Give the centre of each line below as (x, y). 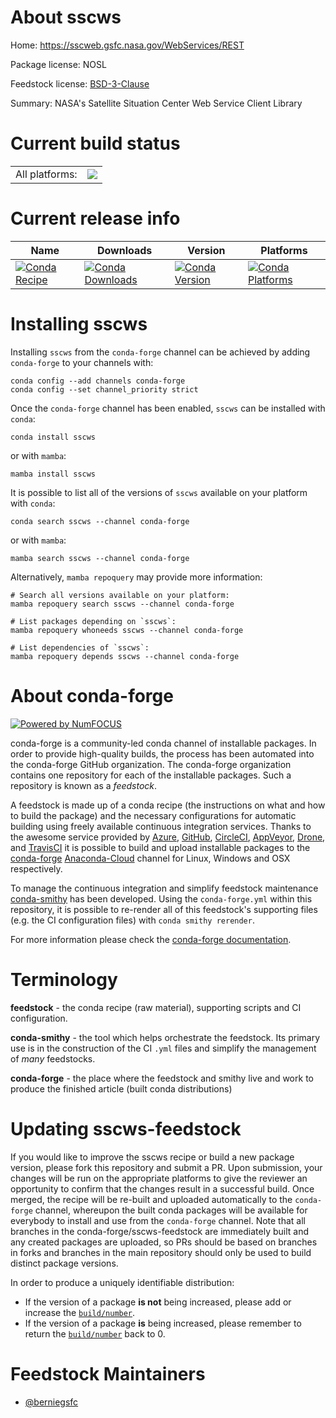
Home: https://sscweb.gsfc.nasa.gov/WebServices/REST (127, 45)
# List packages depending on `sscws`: (93, 621)
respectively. (36, 868)
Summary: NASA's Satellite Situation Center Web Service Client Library (156, 103)
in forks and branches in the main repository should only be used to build (161, 1252)
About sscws (66, 17)
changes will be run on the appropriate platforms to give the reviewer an (159, 1178)
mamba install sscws (53, 474)
